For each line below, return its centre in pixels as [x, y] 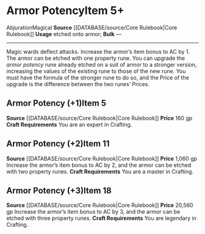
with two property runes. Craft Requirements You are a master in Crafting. [100, 171]
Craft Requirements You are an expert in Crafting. [69, 124]
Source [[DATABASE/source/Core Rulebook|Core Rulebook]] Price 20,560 [100, 205]
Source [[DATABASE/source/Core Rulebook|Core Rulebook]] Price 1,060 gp [102, 158]
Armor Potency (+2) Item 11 [58, 144]
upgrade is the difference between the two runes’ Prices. [78, 84]
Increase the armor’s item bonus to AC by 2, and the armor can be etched [99, 165]
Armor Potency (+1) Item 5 [56, 104]
